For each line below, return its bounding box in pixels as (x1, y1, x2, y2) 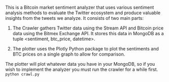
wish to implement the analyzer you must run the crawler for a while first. (5, 66, 158, 72)
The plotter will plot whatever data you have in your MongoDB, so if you (5, 61, 155, 67)
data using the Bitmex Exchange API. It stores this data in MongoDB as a (12, 31, 164, 36)
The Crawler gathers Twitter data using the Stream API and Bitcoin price (12, 25, 164, 31)
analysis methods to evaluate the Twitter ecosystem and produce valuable (5, 10, 161, 16)
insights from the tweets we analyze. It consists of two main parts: (5, 15, 144, 21)
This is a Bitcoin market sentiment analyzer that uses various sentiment (5, 5, 154, 10)
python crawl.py (5, 72, 40, 77)
